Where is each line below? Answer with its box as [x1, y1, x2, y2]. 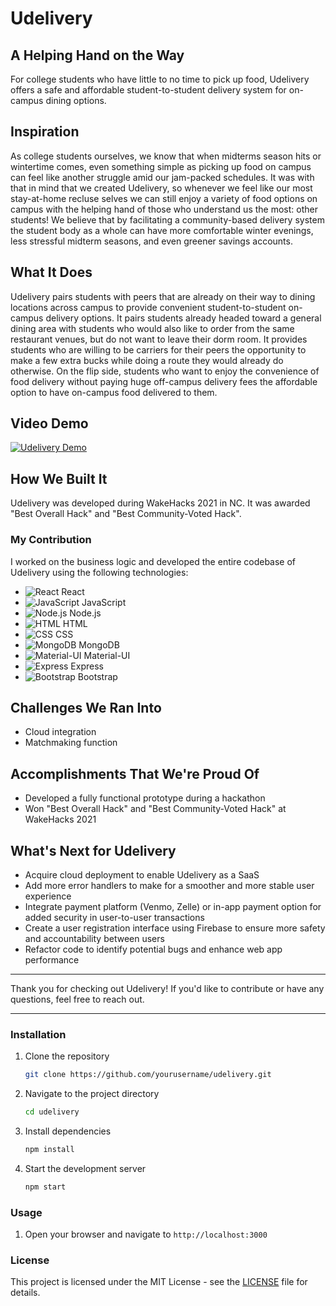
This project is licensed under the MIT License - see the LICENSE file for [10, 1276, 308, 1288]
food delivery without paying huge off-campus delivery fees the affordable [10, 375, 318, 387]
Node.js [69, 607, 102, 619]
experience [24, 890, 72, 902]
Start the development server [24, 1162, 147, 1174]
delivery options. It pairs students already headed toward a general [45, 312, 322, 324]
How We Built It [10, 470, 108, 487]
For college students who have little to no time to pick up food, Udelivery [10, 73, 310, 85]
